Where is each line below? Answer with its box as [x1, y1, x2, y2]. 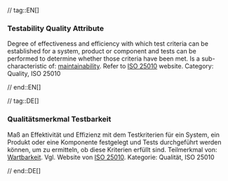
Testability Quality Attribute [7, 23, 104, 33]
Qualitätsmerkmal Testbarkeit [7, 114, 112, 124]
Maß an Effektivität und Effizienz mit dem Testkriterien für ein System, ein [7, 130, 220, 139]
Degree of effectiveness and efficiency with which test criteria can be [7, 39, 209, 48]
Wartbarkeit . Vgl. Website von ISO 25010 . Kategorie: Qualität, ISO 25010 [7, 153, 215, 161]
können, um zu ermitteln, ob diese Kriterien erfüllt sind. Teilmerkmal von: [7, 145, 217, 154]
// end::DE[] [7, 166, 41, 175]
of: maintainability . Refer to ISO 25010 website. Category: [48, 62, 214, 70]
